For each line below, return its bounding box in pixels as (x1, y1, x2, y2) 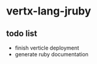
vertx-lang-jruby (6, 4, 92, 18)
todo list (6, 28, 38, 39)
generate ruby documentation (14, 51, 89, 58)
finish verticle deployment (14, 44, 80, 51)
